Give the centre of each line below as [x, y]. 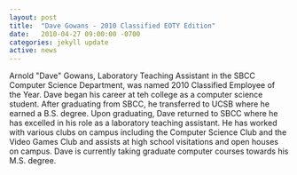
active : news [33, 51]
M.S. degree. [33, 161]
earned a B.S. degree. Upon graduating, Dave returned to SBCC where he [144, 114]
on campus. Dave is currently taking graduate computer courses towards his [149, 151]
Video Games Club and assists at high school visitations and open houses [144, 142]
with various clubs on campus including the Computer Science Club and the [148, 132]
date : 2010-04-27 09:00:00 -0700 [75, 34]
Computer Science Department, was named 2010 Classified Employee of [142, 85]
